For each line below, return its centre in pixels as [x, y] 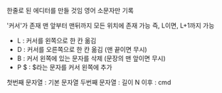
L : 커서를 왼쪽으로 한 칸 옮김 [57, 40]
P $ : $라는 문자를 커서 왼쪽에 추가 [64, 67]
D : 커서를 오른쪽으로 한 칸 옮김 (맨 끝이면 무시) [82, 49]
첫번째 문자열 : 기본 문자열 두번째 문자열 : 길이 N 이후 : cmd [89, 82]
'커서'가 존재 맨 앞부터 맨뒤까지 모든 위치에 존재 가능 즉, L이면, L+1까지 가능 [111, 26]
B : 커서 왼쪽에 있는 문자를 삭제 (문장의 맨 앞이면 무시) [91, 58]
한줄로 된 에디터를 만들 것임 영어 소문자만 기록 [70, 10]
